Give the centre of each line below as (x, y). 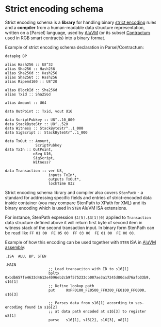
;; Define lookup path (71, 286)
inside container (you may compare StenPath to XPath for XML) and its (76, 203)
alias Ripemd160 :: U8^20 (31, 82)
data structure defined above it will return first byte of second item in (74, 222)
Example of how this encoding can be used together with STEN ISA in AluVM (80, 242)
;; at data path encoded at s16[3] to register (97, 311)
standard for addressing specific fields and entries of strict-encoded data (78, 197)
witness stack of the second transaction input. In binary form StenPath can (80, 228)
